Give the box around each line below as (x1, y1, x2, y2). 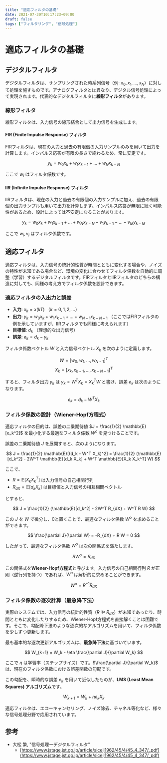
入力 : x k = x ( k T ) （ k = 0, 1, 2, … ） (12, 307, 80, 314)
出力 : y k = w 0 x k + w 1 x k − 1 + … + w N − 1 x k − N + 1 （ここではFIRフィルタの (12, 313, 159, 321)
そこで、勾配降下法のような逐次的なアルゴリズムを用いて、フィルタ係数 (13, 623, 162, 629)
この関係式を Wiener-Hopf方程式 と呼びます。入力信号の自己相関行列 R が (5, 565, 156, 571)
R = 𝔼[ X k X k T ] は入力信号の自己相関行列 (12, 476, 94, 484)
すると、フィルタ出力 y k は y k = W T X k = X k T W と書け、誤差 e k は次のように (5, 378, 161, 386)
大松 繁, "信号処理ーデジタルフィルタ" (12, 742, 91, 748)
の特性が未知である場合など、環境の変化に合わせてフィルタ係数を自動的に (5, 268, 158, 274)
